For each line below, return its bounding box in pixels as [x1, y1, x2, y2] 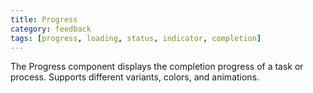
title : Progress [10, 14, 78, 25]
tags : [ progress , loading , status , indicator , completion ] [10, 33, 262, 43]
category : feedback [10, 24, 92, 34]
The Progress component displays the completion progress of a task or [10, 61, 304, 73]
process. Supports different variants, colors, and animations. [10, 71, 260, 83]
